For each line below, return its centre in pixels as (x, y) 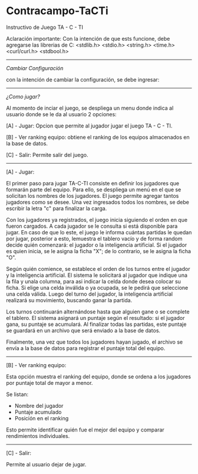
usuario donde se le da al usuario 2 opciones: (61, 114)
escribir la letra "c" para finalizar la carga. (57, 208)
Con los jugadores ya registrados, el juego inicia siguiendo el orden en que (97, 220)
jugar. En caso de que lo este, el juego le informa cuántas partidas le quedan (99, 232)
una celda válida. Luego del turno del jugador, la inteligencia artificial (89, 294)
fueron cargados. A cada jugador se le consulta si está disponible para (92, 226)
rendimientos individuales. (38, 436)
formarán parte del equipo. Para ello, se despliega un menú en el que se (94, 189)
